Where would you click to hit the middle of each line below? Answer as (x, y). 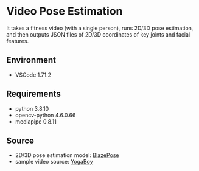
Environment (31, 60)
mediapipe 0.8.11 (36, 121)
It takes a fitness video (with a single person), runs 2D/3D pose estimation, (100, 28)
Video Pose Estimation (65, 11)
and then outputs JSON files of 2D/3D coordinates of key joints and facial (98, 34)
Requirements (33, 94)
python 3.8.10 (32, 108)
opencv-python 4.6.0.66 (45, 115)
